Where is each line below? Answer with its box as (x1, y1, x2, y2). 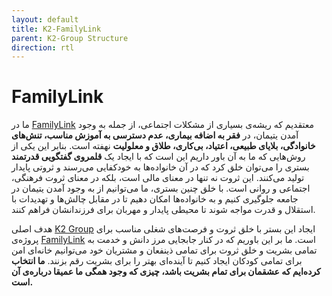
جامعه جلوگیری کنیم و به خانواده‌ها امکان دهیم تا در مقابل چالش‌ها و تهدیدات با (11, 193, 299, 205)
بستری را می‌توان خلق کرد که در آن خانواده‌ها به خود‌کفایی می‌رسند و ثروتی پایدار (11, 161, 310, 173)
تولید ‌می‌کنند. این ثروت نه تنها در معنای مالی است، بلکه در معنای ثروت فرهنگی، (11, 172, 305, 184)
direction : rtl (11, 42, 75, 53)
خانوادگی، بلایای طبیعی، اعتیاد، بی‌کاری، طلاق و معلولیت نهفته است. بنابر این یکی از (11, 140, 316, 152)
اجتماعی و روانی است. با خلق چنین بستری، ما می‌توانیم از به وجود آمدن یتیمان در (11, 182, 311, 195)
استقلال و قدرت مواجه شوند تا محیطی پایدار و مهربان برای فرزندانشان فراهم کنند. (11, 204, 316, 216)
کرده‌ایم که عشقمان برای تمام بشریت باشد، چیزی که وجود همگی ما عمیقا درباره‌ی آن (11, 266, 321, 278)
